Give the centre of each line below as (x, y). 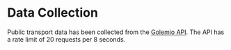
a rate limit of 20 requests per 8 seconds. (66, 39)
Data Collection (53, 13)
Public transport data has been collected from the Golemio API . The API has (116, 32)
